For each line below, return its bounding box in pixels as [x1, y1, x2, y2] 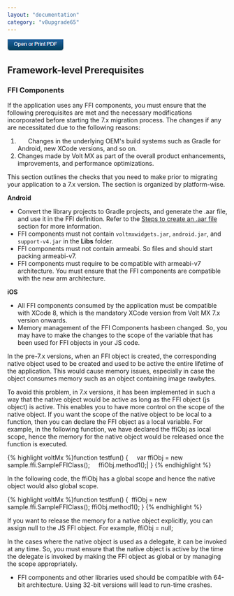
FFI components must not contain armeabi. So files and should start [17, 245, 213, 253]
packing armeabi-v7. [17, 252, 77, 260]
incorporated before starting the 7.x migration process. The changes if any [7, 116, 221, 125]
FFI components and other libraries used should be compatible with [17, 574, 212, 582]
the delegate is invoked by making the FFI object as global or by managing [7, 553, 221, 561]
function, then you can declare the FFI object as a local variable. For [7, 418, 203, 426]
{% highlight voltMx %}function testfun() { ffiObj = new [7, 495, 168, 504]
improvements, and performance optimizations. [17, 159, 154, 168]
